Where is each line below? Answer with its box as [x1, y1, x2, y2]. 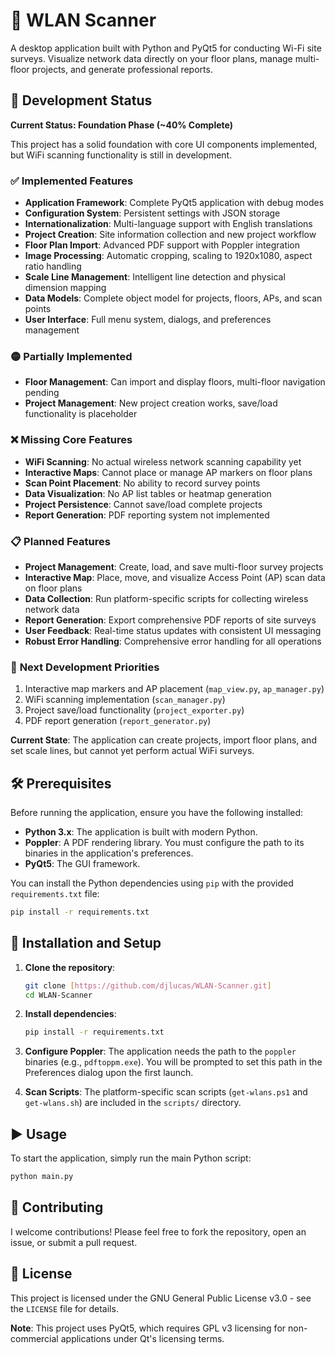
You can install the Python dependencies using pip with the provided [10, 877, 294, 889]
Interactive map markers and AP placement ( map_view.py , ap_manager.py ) [24, 683, 325, 695]
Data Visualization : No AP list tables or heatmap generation [24, 487, 272, 499]
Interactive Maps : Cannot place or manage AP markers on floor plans [24, 466, 313, 478]
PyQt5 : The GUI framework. [24, 858, 141, 870]
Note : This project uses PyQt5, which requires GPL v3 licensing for [10, 1322, 287, 1334]
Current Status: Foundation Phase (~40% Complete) [10, 119, 233, 131]
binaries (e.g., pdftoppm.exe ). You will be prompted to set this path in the [24, 1056, 323, 1068]
